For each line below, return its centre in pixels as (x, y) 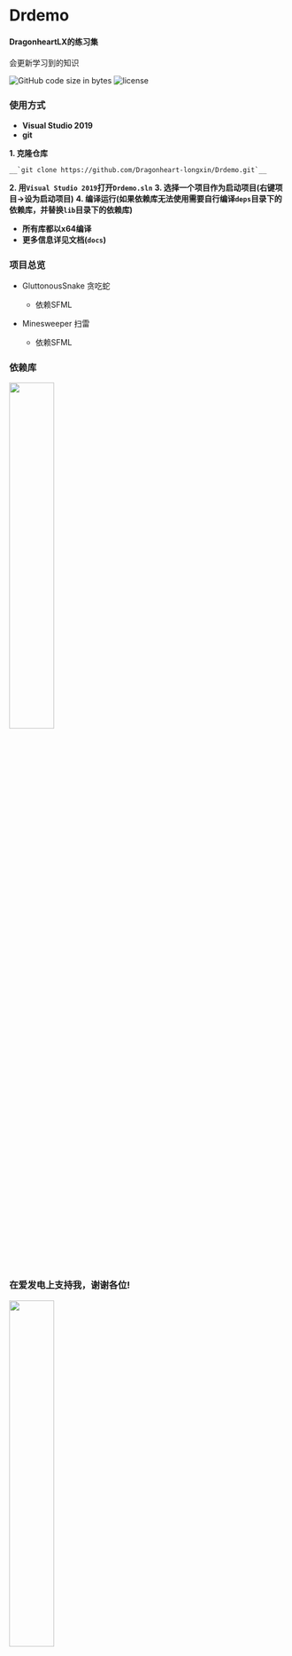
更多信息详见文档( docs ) (64, 240)
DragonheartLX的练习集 (54, 42)
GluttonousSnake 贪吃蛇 (66, 286)
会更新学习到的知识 (44, 63)
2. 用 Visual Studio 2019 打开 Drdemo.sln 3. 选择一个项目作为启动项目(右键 (142, 187)
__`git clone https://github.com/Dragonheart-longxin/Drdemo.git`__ (138, 170)
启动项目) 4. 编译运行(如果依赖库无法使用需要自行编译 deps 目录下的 (161, 198)
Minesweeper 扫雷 (56, 323)
